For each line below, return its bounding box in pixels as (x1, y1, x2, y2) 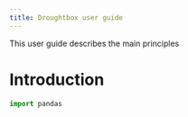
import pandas (9, 99, 63, 108)
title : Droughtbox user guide (9, 13, 124, 22)
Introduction (9, 69, 105, 90)
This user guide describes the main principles (9, 38, 180, 49)
